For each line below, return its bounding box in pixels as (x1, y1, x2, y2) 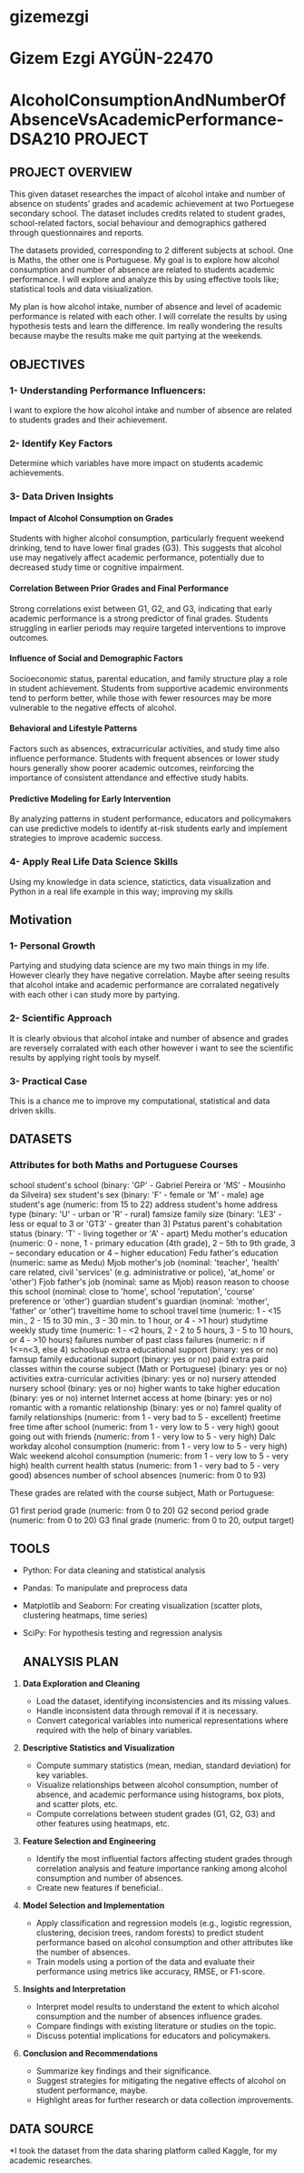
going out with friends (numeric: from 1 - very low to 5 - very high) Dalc (9, 1431, 277, 1442)
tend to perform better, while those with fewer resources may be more (9, 692, 272, 703)
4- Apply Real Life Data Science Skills (9, 856, 179, 868)
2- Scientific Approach (9, 1012, 113, 1025)
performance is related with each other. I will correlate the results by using (9, 311, 288, 322)
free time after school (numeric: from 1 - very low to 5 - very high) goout (9, 1421, 279, 1432)
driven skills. (9, 1104, 57, 1116)
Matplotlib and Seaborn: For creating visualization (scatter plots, (22, 1600, 263, 1611)
